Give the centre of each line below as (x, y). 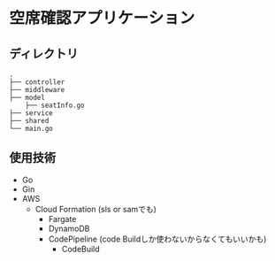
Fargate (62, 219)
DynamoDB (69, 228)
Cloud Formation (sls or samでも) (96, 209)
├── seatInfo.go (55, 105)
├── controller (37, 82)
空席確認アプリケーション (102, 18)
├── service (31, 113)
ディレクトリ (44, 54)
